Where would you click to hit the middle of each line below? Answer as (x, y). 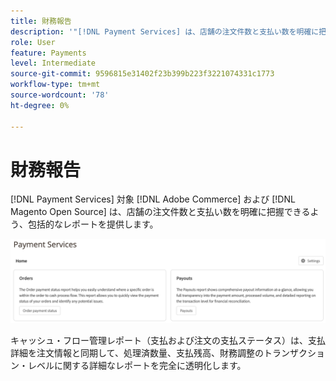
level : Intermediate (53, 63)
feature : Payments (48, 53)
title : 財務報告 (41, 21)
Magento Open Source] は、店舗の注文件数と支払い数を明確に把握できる (160, 212)
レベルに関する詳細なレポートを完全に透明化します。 (137, 366)
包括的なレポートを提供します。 (93, 224)
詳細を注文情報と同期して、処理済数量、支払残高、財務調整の (137, 353)
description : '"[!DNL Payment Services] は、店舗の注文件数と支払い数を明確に (165, 31)
